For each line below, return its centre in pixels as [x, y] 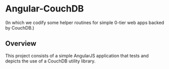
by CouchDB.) [20, 27]
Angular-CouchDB [45, 9]
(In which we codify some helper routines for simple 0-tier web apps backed [85, 22]
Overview [21, 44]
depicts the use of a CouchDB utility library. [50, 61]
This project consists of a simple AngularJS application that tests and [77, 55]
